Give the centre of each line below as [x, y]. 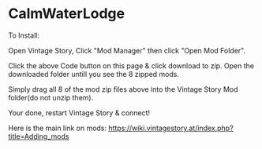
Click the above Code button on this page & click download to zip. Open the [131, 65]
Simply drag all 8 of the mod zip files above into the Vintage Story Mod [123, 89]
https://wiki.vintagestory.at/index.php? [171, 128]
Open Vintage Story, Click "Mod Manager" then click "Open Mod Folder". [127, 50]
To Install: [24, 35]
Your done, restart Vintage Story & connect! [79, 113]
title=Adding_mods [39, 136]
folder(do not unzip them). [51, 97]
